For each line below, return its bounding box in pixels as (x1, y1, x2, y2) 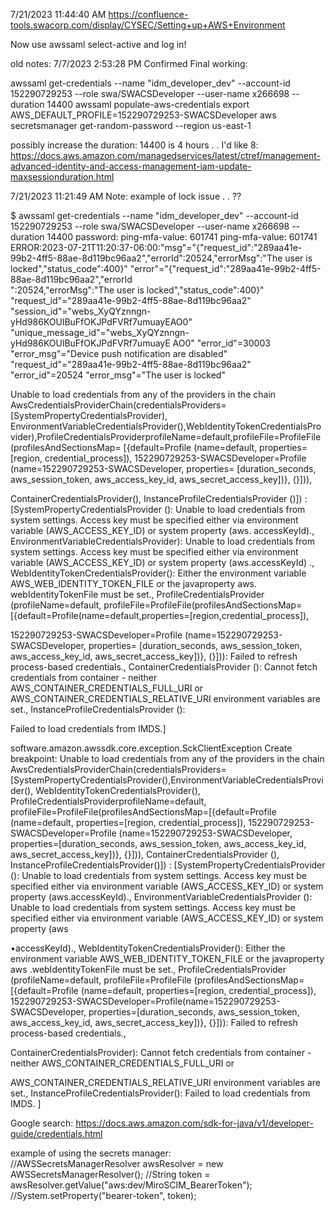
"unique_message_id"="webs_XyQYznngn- (10, 327, 190, 338)
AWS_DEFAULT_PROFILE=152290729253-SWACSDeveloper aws (10, 109, 277, 121)
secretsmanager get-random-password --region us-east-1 (10, 120, 252, 131)
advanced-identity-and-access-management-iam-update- (10, 160, 252, 172)
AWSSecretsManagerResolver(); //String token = (10, 1169, 211, 1180)
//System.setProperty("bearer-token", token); (10, 1190, 197, 1201)
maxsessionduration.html (10, 171, 115, 183)
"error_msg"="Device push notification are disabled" (10, 348, 228, 359)
